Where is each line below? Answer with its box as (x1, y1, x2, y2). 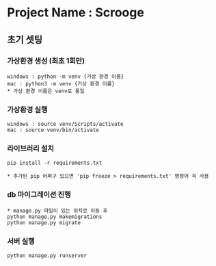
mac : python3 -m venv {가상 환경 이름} (7, 80, 115, 87)
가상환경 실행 (7, 105, 48, 114)
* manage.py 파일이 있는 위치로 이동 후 (7, 207, 108, 214)
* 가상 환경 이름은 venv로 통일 (7, 88, 85, 94)
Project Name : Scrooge (7, 5, 145, 21)
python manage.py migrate (7, 219, 81, 226)
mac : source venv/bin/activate (7, 127, 99, 134)
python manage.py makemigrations (7, 213, 103, 220)
